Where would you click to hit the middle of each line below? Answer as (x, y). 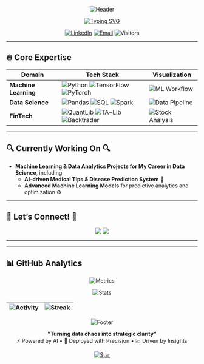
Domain (32, 75)
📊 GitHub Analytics (44, 263)
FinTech (21, 116)
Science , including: (39, 172)
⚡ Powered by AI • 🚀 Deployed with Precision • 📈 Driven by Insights (102, 341)
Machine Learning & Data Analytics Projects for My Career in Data (100, 166)
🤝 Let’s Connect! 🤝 (42, 217)
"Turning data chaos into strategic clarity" (102, 334)
